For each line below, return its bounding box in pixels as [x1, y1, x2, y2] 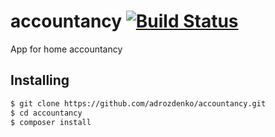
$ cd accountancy [10, 108, 83, 118]
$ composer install [10, 117, 92, 127]
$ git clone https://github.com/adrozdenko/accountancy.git [10, 98, 267, 109]
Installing [10, 72, 70, 89]
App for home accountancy [10, 43, 123, 55]
